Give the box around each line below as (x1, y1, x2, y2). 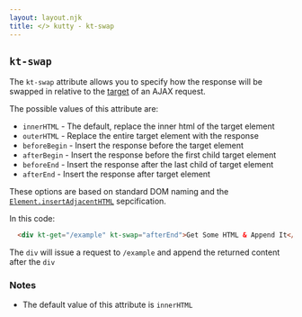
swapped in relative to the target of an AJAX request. (9, 86, 207, 97)
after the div (9, 257, 56, 267)
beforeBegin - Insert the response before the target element (22, 140, 244, 151)
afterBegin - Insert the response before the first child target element (22, 149, 277, 160)
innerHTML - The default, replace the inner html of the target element (22, 121, 276, 131)
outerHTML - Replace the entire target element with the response (22, 131, 259, 141)
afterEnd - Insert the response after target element (22, 168, 211, 180)
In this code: (9, 213, 56, 224)
